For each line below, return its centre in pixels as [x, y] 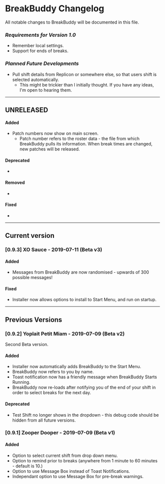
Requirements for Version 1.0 [41, 35]
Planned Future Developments [42, 63]
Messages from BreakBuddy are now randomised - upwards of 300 [81, 272]
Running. [21, 382]
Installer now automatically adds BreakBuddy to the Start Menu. [77, 367]
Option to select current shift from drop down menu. [65, 456]
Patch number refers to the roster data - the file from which [80, 139]
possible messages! [32, 278]
